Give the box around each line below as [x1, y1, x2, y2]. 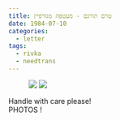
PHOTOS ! [8, 105, 42, 115]
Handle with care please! [8, 96, 92, 106]
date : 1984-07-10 [8, 19, 67, 28]
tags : [8, 42, 27, 50]
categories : [8, 27, 49, 35]
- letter [15, 34, 45, 43]
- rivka [15, 50, 42, 58]
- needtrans [15, 58, 57, 66]
